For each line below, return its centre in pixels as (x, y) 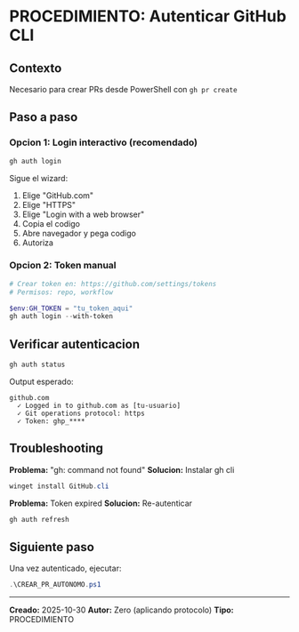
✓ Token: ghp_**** (52, 421)
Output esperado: (41, 382)
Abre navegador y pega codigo (79, 233)
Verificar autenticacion (75, 344)
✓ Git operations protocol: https (81, 414)
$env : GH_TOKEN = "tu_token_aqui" (71, 308)
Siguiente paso (52, 547)
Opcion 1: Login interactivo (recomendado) (104, 142)
